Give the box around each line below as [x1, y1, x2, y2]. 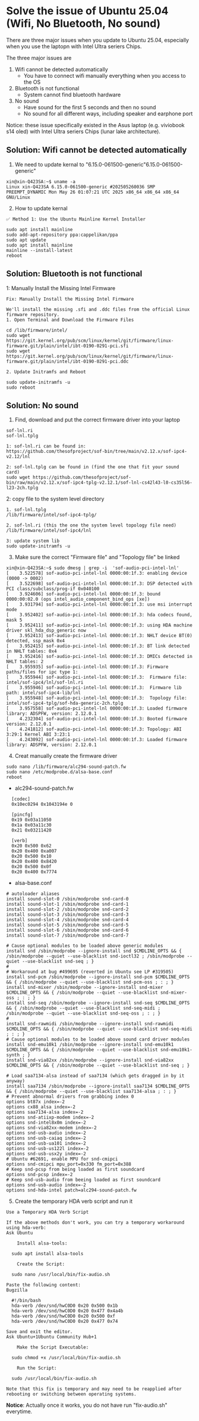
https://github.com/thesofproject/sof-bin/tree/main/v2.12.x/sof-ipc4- [6, 449, 187, 455]
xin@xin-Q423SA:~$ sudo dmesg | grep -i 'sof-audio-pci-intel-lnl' [6, 565, 179, 571]
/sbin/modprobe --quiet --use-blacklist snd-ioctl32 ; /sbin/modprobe [6, 953, 185, 959]
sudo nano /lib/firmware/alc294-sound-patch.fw [6, 764, 127, 770]
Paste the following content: [6, 1282, 81, 1288]
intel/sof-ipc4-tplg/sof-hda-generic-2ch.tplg [6, 700, 124, 707]
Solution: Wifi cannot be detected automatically [6, 145, 187, 155]
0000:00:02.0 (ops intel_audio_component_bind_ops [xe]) [6, 596, 150, 603]
